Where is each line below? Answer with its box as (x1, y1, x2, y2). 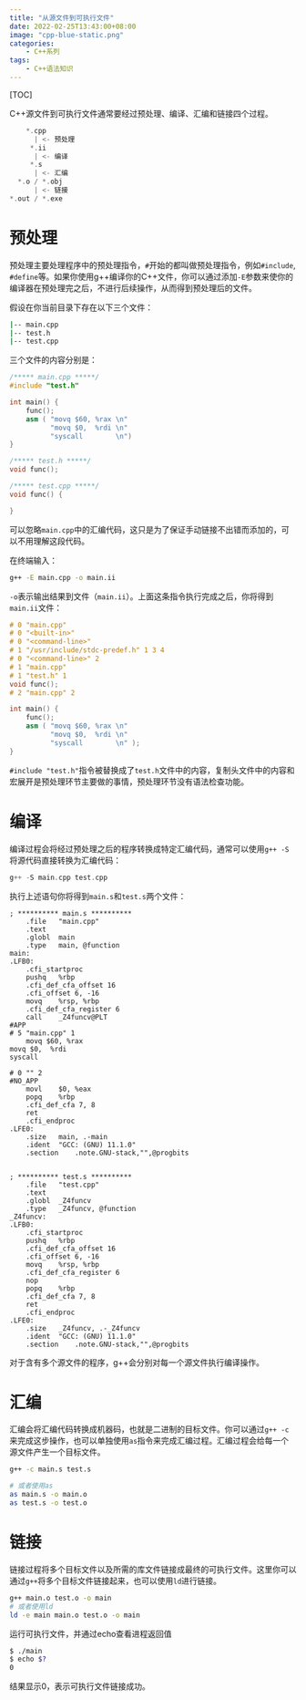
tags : (9, 56, 30, 65)
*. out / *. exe (9, 193, 64, 203)
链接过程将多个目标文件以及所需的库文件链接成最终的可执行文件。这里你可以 (9, 1563, 297, 1574)
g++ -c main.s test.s (9, 1465, 92, 1474)
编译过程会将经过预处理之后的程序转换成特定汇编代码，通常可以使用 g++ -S (9, 843, 290, 854)
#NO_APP (9, 1076, 39, 1085)
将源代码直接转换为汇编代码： (9, 855, 121, 866)
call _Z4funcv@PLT (25, 1012, 107, 1021)
